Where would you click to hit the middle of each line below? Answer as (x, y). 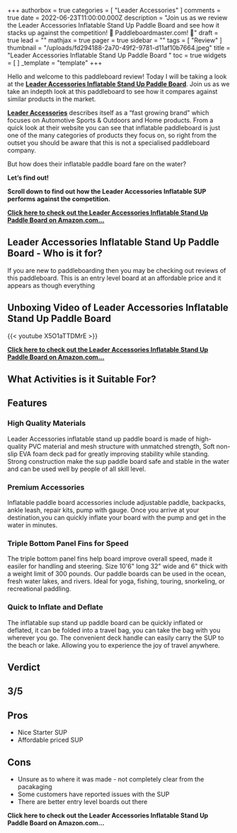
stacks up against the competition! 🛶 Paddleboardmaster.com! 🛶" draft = (113, 33)
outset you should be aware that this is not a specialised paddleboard (109, 143)
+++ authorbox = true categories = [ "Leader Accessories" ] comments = (114, 10)
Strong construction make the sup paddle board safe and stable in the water (118, 461)
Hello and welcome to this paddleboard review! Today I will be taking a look (117, 76)
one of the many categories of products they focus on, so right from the (112, 135)
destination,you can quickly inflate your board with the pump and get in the (117, 518)
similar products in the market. (52, 99)
